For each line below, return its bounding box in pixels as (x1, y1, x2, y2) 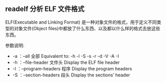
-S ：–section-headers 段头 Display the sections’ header (12, 72, 130, 78)
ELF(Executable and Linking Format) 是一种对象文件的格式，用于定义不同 (5, 19, 157, 25)
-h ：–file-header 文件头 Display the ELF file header (12, 59, 120, 65)
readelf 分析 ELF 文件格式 (5, 5, 85, 14)
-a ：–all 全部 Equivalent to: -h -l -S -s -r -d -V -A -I (12, 53, 120, 59)
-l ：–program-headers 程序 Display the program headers (12, 65, 132, 71)
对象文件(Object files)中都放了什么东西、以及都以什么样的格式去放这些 (14, 25, 160, 31)
